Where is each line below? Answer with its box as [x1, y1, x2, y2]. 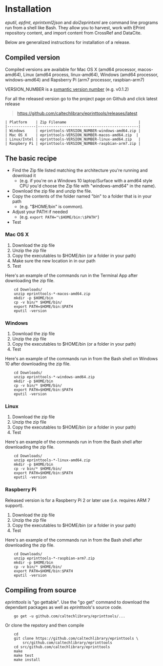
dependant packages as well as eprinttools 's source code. [5, 604, 122, 610]
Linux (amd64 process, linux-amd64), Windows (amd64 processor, [23, 72, 159, 78]
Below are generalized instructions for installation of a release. [5, 39, 131, 45]
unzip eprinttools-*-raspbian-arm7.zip [14, 556, 95, 561]
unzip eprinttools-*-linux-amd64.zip [14, 458, 91, 463]
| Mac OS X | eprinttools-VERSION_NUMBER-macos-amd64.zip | [5, 133, 139, 137]
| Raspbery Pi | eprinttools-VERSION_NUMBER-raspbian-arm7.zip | [5, 141, 141, 146]
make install [14, 657, 41, 662]
